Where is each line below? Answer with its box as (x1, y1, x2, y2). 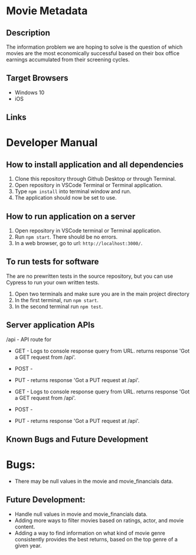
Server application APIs (6, 320, 95, 330)
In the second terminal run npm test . (14, 303, 103, 310)
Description (6, 28, 50, 38)
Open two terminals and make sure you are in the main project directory (14, 290, 190, 297)
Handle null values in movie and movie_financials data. (14, 511, 148, 518)
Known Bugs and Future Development (6, 434, 149, 445)
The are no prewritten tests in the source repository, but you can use (6, 272, 173, 280)
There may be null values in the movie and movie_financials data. (14, 477, 173, 485)
